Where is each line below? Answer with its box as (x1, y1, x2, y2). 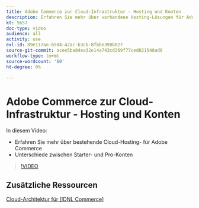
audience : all (6, 31, 41, 37)
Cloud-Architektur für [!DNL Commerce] (6, 196, 104, 203)
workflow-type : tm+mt (6, 53, 60, 59)
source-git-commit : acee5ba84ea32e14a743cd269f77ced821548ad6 (6, 48, 163, 53)
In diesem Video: (6, 127, 47, 134)
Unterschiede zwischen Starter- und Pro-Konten (14, 151, 133, 158)
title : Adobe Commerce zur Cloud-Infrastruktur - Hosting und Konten (6, 8, 182, 15)
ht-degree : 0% (6, 64, 41, 70)
